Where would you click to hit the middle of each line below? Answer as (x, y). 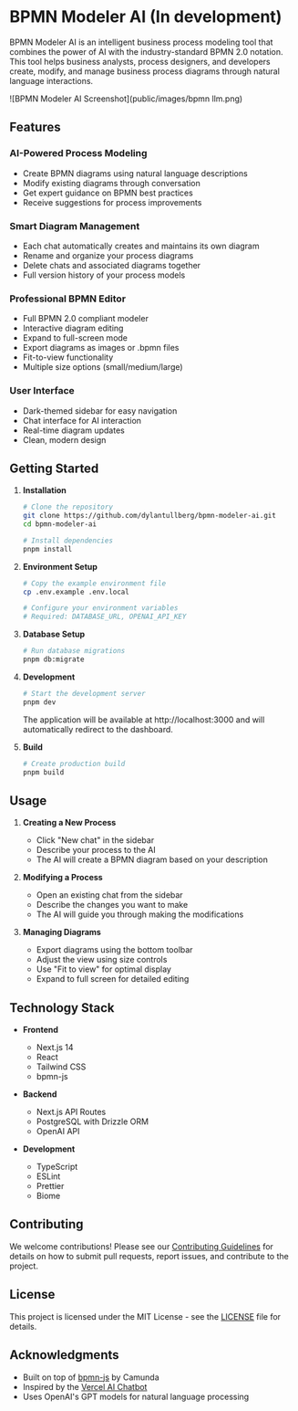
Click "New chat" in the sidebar (95, 840)
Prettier (50, 1186)
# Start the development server (84, 693)
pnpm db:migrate (53, 659)
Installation (44, 490)
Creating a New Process (69, 823)
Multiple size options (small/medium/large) (103, 367)
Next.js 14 (55, 1048)
